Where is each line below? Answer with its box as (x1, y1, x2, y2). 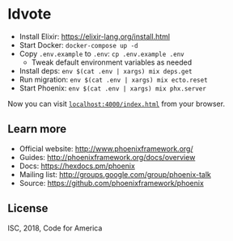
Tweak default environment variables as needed (31, 57, 192, 67)
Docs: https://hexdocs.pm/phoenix (19, 161, 135, 171)
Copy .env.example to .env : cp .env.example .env (19, 49, 184, 58)
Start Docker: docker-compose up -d (19, 40, 138, 49)
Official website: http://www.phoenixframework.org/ (19, 143, 193, 154)
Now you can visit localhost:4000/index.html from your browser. (7, 99, 226, 108)
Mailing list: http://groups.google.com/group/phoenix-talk (19, 169, 212, 179)
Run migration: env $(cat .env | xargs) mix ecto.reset (19, 74, 208, 84)
